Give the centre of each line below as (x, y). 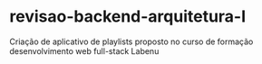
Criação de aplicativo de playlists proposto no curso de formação (131, 41)
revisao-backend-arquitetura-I (128, 17)
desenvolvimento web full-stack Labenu (84, 50)
